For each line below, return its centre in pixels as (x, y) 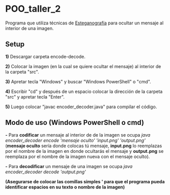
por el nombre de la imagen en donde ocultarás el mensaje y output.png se (84, 151)
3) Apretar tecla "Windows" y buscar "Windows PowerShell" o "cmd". (78, 81)
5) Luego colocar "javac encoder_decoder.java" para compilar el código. (81, 107)
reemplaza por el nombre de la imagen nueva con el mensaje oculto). (78, 156)
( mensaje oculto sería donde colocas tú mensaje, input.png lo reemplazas (84, 146)
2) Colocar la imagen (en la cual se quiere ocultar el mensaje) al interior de (83, 66)
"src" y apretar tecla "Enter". (35, 96)
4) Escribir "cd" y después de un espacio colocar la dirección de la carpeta (84, 91)
